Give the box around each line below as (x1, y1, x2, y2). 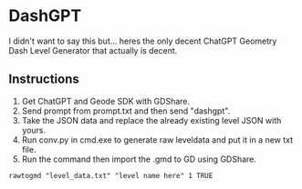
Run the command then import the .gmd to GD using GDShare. (21, 154, 257, 164)
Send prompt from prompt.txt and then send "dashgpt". (21, 105, 231, 116)
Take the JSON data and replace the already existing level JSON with (21, 114, 282, 125)
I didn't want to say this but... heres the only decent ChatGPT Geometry (8, 35, 277, 46)
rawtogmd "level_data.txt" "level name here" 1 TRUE (8, 171, 213, 180)
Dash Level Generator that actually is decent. (8, 45, 178, 55)
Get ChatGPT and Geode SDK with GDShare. (21, 95, 191, 106)
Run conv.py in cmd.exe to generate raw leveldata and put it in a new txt (21, 134, 294, 145)
